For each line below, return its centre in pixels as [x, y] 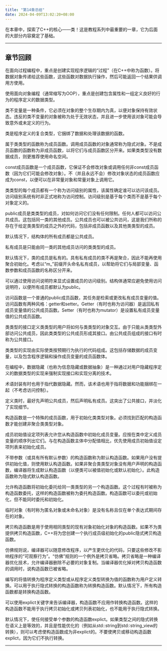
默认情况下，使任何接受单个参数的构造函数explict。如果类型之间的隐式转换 [82, 620]
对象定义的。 [18, 203]
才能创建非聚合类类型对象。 [38, 424]
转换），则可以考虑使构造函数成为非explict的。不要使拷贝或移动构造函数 [78, 632]
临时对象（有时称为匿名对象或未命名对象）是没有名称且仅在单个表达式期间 [81, 510]
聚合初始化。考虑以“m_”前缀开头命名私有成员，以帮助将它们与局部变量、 [80, 264]
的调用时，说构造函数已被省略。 [38, 569]
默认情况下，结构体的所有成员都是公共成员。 [51, 237]
